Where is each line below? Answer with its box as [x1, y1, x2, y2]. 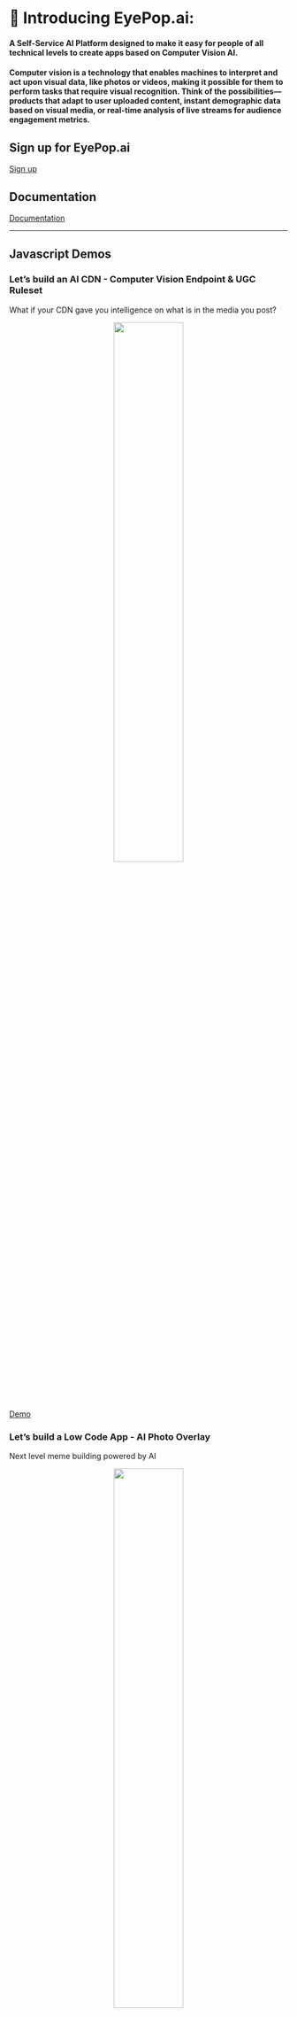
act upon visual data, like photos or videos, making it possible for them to [9, 77, 284, 88]
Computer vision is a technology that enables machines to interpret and [9, 67, 278, 78]
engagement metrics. [9, 114, 91, 125]
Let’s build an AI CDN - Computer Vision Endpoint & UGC [9, 274, 256, 286]
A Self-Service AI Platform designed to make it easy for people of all [9, 37, 264, 48]
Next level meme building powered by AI [9, 1450, 156, 1461]
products [9, 96, 44, 106]
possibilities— [228, 86, 282, 97]
